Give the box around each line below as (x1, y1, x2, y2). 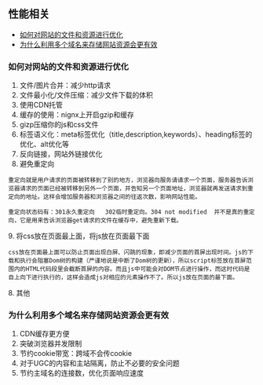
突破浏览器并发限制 (19, 339, 82, 348)
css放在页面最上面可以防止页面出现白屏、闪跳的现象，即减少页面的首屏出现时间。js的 (8, 248, 248, 257)
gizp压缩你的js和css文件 (19, 120, 99, 130)
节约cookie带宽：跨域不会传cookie (19, 349, 132, 358)
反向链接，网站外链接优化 (19, 149, 103, 159)
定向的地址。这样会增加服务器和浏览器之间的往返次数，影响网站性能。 (8, 193, 202, 201)
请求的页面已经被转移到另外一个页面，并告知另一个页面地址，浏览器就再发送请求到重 (19, 185, 254, 192)
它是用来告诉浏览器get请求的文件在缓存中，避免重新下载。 (19, 217, 183, 225)
